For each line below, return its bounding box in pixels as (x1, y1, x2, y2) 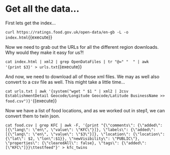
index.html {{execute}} (5, 34, 52, 40)
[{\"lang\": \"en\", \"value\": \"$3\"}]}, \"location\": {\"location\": (5, 132, 165, 137)
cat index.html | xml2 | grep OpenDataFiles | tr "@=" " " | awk (5, 59, 149, 64)
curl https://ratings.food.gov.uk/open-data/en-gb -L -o (5, 29, 129, 35)
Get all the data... (5, 3, 80, 15)
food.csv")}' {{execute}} (5, 98, 57, 104)
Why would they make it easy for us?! (5, 49, 84, 55)
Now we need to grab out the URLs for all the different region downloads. (5, 44, 159, 50)
